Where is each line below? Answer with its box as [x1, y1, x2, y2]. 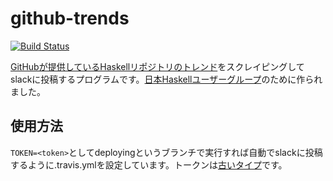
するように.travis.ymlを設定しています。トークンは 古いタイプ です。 [10, 158, 288, 171]
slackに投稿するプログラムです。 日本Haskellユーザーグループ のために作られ [10, 73, 323, 85]
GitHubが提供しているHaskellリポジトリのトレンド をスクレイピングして [10, 60, 305, 72]
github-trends [10, 7, 130, 30]
